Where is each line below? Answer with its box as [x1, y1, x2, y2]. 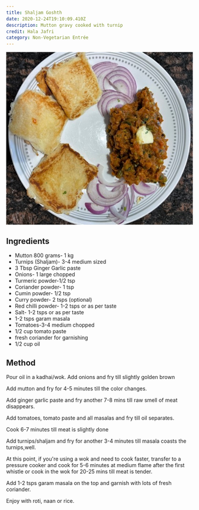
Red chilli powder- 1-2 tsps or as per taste [14, 302, 117, 309]
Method [6, 358, 36, 368]
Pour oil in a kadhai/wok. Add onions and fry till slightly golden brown [6, 374, 175, 381]
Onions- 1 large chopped [14, 271, 75, 278]
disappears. [6, 403, 36, 410]
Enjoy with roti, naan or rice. [6, 498, 75, 505]
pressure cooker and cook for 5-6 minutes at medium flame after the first [6, 462, 185, 469]
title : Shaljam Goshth [6, 10, 62, 15]
